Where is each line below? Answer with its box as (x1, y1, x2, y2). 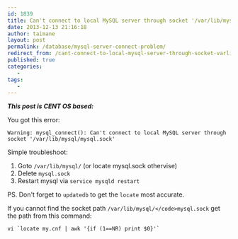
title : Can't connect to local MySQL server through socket (7, 17, 189, 24)
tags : (7, 76, 23, 83)
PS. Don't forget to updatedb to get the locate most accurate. (7, 190, 185, 199)
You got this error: (7, 116, 60, 124)
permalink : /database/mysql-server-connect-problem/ (7, 43, 166, 50)
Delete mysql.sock (17, 169, 71, 177)
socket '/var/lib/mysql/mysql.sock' (7, 136, 115, 143)
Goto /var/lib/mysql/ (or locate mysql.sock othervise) (17, 162, 178, 170)
